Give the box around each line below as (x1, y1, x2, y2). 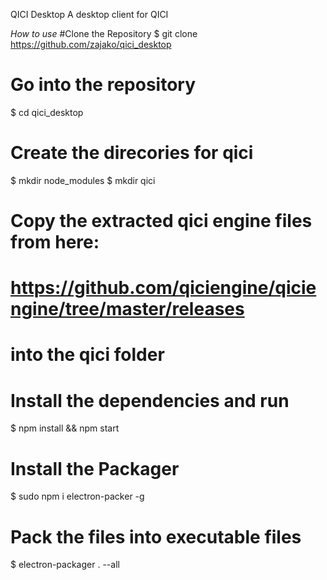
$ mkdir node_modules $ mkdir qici (10, 174, 156, 186)
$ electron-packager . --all (10, 559, 120, 571)
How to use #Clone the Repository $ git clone (10, 28, 198, 39)
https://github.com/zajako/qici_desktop (10, 39, 172, 50)
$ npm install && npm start (10, 422, 120, 434)
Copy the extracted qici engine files (10, 210, 313, 233)
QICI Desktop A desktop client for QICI (10, 9, 169, 20)
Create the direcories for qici (10, 142, 254, 164)
